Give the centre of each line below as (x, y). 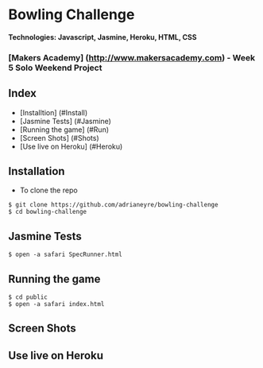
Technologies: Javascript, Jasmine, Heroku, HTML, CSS (102, 37)
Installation (37, 171)
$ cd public (28, 297)
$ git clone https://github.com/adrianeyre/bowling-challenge (113, 205)
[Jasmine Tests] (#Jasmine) (65, 121)
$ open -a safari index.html (56, 304)
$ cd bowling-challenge (48, 212)
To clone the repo (48, 190)
